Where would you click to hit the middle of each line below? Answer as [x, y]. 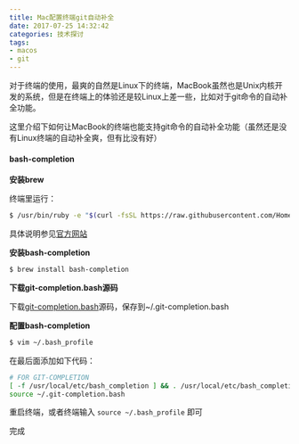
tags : [19, 42]
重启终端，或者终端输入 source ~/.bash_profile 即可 [106, 412]
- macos [24, 51]
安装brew [27, 180]
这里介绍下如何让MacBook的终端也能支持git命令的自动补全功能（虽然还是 [144, 127]
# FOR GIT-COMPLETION [49, 377]
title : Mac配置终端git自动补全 [62, 17]
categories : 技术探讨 [47, 34]
